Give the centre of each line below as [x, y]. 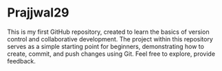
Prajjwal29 [38, 13]
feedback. [21, 61]
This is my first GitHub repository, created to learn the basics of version [108, 32]
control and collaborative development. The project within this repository [110, 39]
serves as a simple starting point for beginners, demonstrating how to [106, 46]
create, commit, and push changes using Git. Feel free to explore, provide [111, 54]
